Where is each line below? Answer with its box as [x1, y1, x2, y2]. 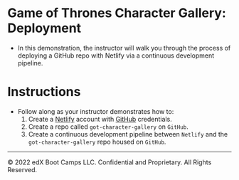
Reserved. [7, 165, 38, 174]
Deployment [7, 20, 82, 36]
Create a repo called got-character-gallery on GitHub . [28, 122, 188, 131]
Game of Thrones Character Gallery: [7, 5, 226, 21]
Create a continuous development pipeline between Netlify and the [28, 129, 228, 138]
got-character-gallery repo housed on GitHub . [28, 137, 166, 146]
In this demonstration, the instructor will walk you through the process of [17, 43, 231, 52]
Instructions [7, 84, 81, 100]
